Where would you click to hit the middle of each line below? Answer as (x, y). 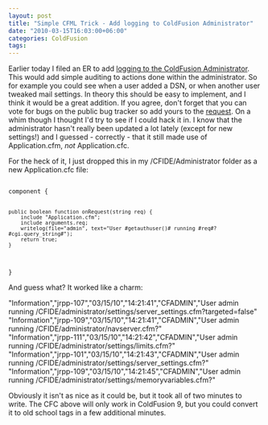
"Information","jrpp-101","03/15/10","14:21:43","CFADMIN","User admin (124, 354)
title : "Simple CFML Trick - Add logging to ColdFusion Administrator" (131, 23)
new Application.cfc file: (48, 170)
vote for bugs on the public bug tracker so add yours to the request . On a (130, 111)
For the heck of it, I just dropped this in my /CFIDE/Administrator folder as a (133, 161)
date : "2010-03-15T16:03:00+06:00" (68, 31)
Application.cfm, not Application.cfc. (69, 146)
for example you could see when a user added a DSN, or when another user (134, 86)
